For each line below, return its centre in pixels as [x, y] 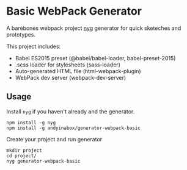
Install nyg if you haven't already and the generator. [71, 112]
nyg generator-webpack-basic [43, 161]
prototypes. [21, 34]
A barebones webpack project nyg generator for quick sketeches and [94, 28]
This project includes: [34, 46]
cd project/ [21, 156]
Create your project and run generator [54, 139]
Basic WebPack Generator [74, 11]
